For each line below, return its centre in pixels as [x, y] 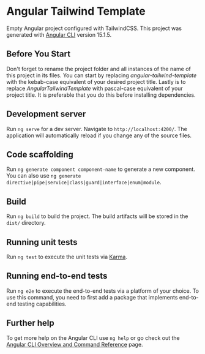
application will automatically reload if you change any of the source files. [99, 135]
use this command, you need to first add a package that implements [92, 297]
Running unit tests [42, 242]
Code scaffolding [40, 154]
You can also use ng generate [44, 176]
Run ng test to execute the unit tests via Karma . [67, 257]
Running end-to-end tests [57, 276]
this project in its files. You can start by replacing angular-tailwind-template [102, 75]
